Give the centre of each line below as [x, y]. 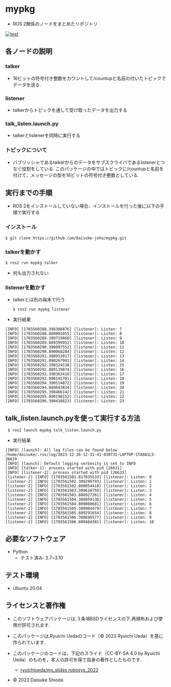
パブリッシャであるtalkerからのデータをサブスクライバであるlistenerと [87, 162]
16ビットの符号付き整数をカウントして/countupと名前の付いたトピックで [89, 78]
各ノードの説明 [29, 52]
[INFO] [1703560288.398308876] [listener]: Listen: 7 [64, 329]
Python [20, 552]
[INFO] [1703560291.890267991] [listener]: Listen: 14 [65, 361]
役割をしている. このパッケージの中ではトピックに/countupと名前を [93, 169]
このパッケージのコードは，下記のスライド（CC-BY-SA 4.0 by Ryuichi [86, 653]
